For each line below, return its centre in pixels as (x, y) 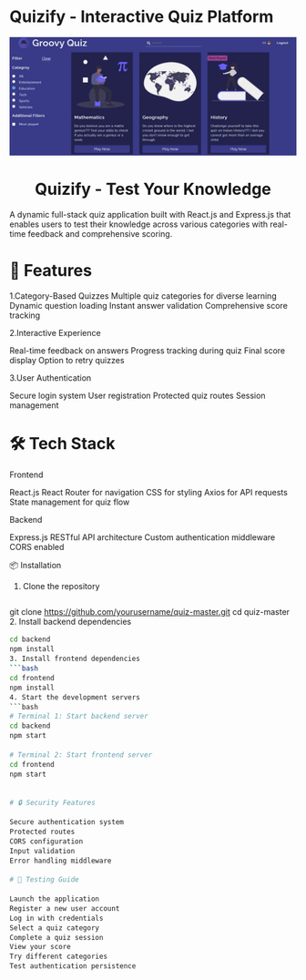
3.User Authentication (51, 378)
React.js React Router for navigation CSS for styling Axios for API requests (149, 493)
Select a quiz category (55, 928)
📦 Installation (36, 566)
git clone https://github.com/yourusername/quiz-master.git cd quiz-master (149, 612)
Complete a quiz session (56, 937)
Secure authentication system (67, 822)
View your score (40, 947)
